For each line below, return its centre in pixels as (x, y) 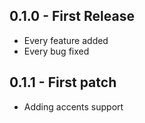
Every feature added (66, 40)
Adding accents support (73, 106)
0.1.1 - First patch (63, 82)
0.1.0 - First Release (72, 16)
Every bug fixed (56, 51)
